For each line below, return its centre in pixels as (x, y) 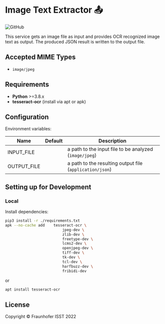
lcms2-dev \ (74, 244)
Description (112, 141)
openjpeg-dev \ (78, 248)
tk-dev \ (71, 257)
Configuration (27, 117)
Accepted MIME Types (41, 57)
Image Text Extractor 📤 (54, 10)
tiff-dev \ (73, 253)
